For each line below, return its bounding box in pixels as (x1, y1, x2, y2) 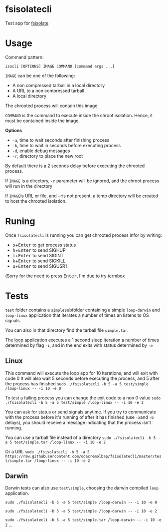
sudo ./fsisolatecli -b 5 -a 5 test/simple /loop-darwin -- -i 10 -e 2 (5, 509, 157, 514)
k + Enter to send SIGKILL (12, 258, 66, 264)
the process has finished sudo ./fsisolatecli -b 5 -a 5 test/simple (5, 380, 149, 386)
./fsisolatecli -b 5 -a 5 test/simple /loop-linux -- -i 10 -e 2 (5, 400, 144, 405)
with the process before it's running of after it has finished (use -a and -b (5, 414, 154, 420)
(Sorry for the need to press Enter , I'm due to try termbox (5, 273, 125, 279)
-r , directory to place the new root (12, 153, 83, 159)
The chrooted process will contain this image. (5, 103, 99, 109)
